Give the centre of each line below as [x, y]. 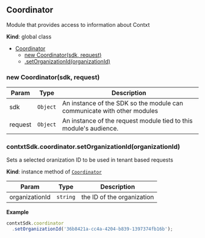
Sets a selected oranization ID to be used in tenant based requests [90, 160]
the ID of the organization [118, 197]
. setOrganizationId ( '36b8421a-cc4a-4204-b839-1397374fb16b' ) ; [92, 229]
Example [18, 212]
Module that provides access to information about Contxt [78, 24]
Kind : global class [29, 37]
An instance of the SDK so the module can [123, 103]
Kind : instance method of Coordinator [54, 172]
